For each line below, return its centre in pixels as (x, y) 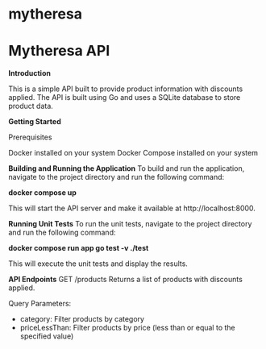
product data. (31, 106)
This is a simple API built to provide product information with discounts (126, 89)
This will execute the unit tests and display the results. (98, 264)
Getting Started (35, 122)
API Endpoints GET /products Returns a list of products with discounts (126, 280)
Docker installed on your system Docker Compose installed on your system (133, 153)
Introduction (29, 73)
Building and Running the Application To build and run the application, (127, 168)
